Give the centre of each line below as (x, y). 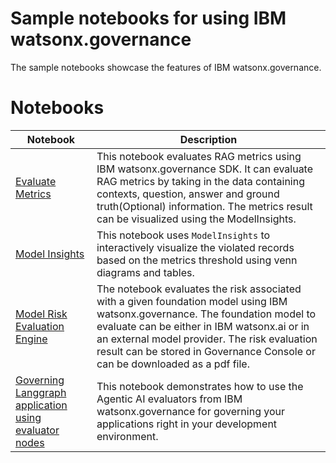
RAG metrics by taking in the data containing (201, 181)
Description (208, 139)
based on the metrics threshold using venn (197, 260)
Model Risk (41, 314)
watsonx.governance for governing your (191, 411)
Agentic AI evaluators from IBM (169, 399)
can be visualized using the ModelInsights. (196, 219)
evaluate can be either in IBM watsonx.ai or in (203, 326)
